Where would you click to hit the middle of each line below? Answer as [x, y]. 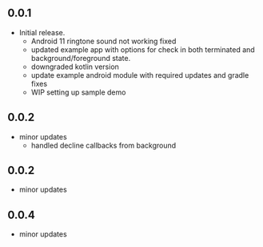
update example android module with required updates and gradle [140, 75]
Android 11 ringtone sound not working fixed [104, 41]
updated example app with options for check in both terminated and [143, 49]
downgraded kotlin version [75, 67]
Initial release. [42, 32]
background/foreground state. [81, 58]
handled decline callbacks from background [104, 145]
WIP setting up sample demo [78, 92]
